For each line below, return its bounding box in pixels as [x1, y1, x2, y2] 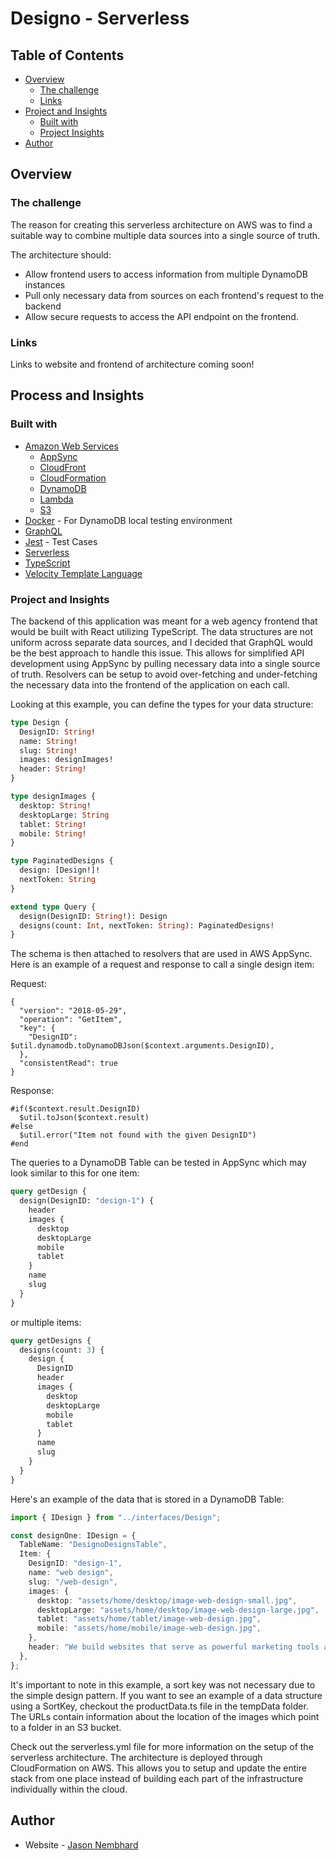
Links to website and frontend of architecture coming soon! [10, 358, 255, 370]
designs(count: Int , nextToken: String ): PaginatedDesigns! [19, 920, 275, 931]
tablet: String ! [19, 819, 87, 829]
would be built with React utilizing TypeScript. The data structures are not [10, 625, 313, 637]
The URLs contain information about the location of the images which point [10, 1710, 320, 1722]
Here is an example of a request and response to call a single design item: [10, 958, 315, 971]
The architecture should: [10, 248, 112, 261]
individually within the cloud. [10, 1783, 128, 1795]
